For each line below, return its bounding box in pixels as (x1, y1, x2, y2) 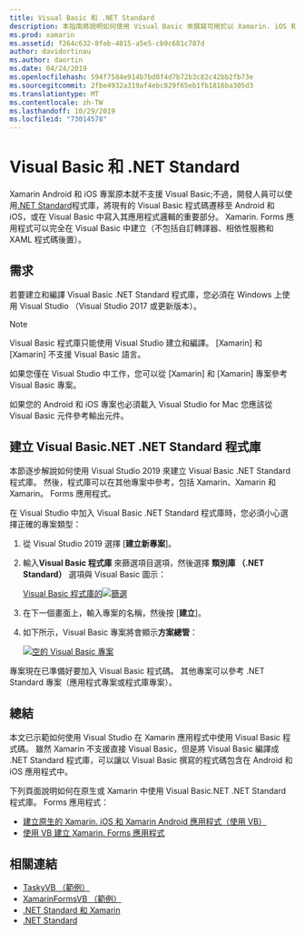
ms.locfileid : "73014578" (9, 115, 107, 124)
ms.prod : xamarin (9, 30, 75, 39)
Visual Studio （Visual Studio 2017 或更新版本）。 (19, 300, 202, 311)
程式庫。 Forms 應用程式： (9, 797, 110, 808)
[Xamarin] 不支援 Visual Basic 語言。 (9, 348, 146, 359)
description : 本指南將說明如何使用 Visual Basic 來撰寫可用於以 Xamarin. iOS (9, 22, 288, 31)
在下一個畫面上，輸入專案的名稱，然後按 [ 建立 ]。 (22, 607, 206, 618)
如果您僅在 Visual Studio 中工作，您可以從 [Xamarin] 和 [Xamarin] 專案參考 (9, 367, 288, 378)
